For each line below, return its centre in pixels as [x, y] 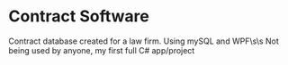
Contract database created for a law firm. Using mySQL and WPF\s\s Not [144, 41]
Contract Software [79, 16]
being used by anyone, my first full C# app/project [102, 50]
